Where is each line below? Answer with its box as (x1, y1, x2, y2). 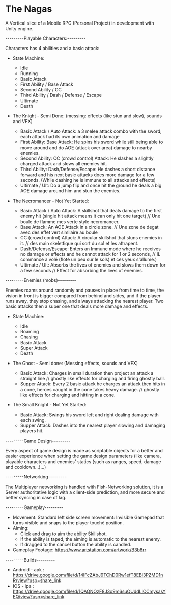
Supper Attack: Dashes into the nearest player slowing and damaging (20, 422, 165, 428)
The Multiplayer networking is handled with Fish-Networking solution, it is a (5, 483, 164, 490)
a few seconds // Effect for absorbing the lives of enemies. (20, 267, 144, 273)
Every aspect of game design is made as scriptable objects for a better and (5, 447, 163, 453)
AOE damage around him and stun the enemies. (20, 187, 121, 194)
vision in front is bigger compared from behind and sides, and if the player (5, 292, 161, 299)
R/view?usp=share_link (12, 577, 62, 584)
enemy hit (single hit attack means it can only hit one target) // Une (20, 213, 161, 219)
